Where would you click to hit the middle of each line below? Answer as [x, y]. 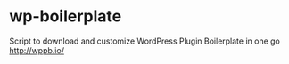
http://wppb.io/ [37, 50]
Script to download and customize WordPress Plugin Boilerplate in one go [145, 41]
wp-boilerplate [66, 16]
